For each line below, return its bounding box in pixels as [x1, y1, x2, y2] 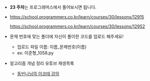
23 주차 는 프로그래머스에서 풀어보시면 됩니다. [9, 4, 97, 10]
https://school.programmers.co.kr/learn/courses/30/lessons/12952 [9, 23, 146, 29]
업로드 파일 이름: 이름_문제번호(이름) [17, 44, 87, 50]
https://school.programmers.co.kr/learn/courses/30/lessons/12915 [9, 14, 145, 20]
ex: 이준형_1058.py [17, 50, 54, 56]
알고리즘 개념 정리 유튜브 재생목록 [9, 61, 75, 66]
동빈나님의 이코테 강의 [17, 71, 60, 77]
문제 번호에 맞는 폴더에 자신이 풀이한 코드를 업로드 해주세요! [9, 34, 124, 39]
